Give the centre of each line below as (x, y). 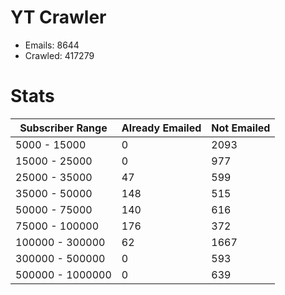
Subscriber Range (63, 128)
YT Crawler (58, 17)
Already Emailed (161, 128)
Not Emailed (241, 128)
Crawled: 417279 (59, 55)
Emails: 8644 (52, 45)
